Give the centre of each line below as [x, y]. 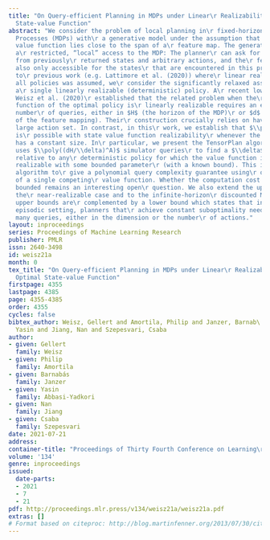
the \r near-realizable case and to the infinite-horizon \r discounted [136, 195]
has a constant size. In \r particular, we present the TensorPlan [129, 143]
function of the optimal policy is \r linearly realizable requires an [136, 105]
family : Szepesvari [48, 427]
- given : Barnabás [39, 374]
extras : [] [27, 516]
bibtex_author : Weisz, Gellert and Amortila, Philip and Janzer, [120, 322]
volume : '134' [32, 456]
